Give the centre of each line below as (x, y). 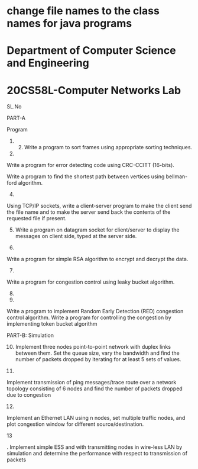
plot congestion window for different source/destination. (75, 424)
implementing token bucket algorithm (52, 324)
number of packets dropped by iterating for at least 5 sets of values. (98, 359)
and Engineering (48, 63)
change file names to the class (83, 11)
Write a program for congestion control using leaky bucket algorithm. (91, 282)
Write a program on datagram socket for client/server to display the (97, 230)
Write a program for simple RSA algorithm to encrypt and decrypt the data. (98, 259)
